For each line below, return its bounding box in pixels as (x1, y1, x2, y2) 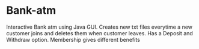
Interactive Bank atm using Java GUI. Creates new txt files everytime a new (6, 23, 193, 30)
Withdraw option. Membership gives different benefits (6, 36, 140, 43)
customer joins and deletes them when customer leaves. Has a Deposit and (6, 29, 194, 36)
